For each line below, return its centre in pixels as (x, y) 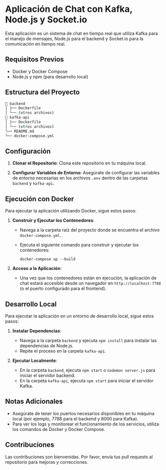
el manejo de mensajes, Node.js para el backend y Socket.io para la (74, 39)
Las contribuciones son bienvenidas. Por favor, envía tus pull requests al (79, 457)
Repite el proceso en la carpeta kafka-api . (63, 351)
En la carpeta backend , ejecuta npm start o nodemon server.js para (87, 370)
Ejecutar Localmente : (35, 361)
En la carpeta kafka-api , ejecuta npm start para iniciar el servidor (86, 381)
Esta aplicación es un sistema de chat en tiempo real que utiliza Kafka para (82, 33)
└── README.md (20, 131)
